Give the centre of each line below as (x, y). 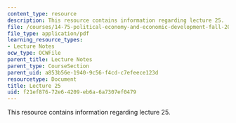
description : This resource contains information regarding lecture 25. (116, 20)
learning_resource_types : (45, 40)
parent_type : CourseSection (48, 66)
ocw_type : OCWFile (34, 53)
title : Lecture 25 (34, 86)
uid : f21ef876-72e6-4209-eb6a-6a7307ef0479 (72, 92)
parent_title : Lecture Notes (50, 60)
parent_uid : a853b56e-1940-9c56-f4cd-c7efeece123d (83, 72)
